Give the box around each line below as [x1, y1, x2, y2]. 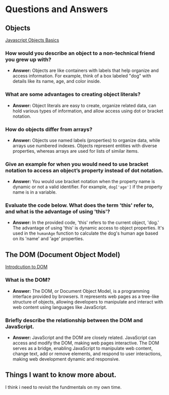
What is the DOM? [5, 277, 50, 284]
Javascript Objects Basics [5, 37, 60, 43]
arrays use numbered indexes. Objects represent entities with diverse [12, 143, 157, 149]
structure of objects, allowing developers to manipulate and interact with [12, 298, 163, 304]
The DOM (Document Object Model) [5, 250, 121, 259]
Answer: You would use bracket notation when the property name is [12, 179, 155, 185]
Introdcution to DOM [5, 264, 48, 270]
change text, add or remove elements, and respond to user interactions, [12, 350, 162, 357]
